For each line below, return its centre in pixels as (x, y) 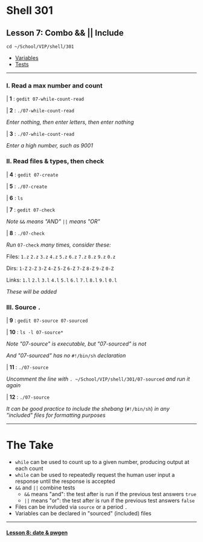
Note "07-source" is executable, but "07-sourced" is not (76, 344)
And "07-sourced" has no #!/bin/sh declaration (66, 355)
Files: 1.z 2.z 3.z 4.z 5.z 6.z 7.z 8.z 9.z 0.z (61, 256)
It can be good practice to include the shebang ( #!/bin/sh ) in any (88, 408)
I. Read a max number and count (54, 85)
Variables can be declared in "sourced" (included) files (83, 513)
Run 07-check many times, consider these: (59, 245)
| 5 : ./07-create (27, 186)
